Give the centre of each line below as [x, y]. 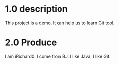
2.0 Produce [31, 43]
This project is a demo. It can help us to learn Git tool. [60, 23]
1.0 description [36, 9]
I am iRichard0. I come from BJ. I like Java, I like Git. [58, 56]
